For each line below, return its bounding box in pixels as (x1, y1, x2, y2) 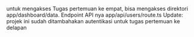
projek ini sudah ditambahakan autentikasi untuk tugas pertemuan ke (6, 18, 181, 24)
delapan (6, 24, 27, 31)
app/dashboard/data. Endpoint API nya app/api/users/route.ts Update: (6, 11, 184, 18)
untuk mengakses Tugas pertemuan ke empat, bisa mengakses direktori (6, 5, 188, 12)
